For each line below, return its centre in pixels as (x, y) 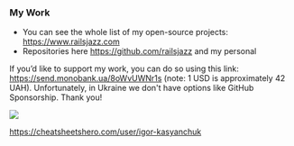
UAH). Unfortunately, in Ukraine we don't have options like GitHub (132, 88)
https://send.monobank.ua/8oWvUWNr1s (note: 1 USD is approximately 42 (147, 78)
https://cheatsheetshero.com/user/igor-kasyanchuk (106, 132)
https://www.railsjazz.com (71, 41)
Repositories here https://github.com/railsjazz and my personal (139, 51)
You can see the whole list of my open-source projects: (125, 32)
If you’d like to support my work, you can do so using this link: (124, 68)
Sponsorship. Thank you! (56, 97)
